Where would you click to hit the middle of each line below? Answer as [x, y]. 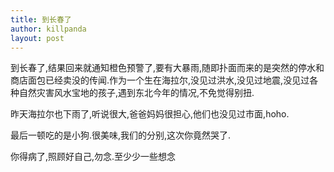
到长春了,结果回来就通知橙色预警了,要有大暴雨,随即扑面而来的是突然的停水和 [167, 68]
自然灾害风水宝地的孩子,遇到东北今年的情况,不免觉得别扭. [136, 93]
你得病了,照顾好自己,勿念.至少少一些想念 [93, 157]
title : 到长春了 [41, 19]
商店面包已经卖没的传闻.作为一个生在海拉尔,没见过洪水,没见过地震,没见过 [160, 80]
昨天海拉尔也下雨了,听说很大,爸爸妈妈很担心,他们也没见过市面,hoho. [150, 114]
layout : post [37, 38]
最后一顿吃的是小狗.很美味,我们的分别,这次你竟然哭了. [121, 135]
